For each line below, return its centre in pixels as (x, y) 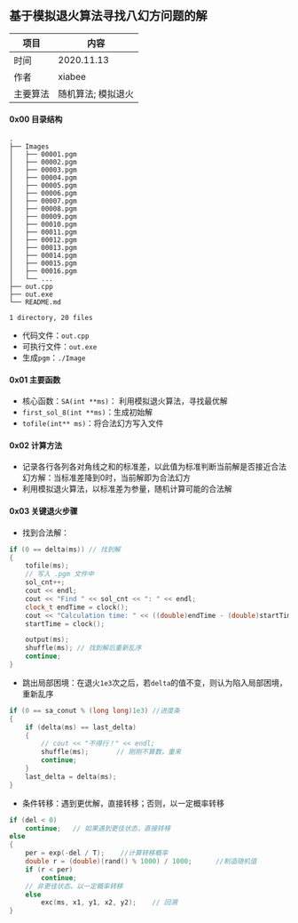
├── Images (29, 147)
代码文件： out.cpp (55, 335)
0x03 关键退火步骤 (43, 511)
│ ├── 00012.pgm (43, 240)
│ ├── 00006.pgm (43, 194)
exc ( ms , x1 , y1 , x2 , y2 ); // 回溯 (110, 903)
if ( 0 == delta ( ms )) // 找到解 (65, 550)
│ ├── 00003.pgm (43, 170)
